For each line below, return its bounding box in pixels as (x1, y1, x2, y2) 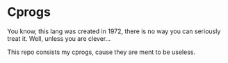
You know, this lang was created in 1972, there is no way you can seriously (7, 27, 221, 35)
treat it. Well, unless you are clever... (7, 34, 111, 42)
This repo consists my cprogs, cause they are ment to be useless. (7, 48, 196, 56)
